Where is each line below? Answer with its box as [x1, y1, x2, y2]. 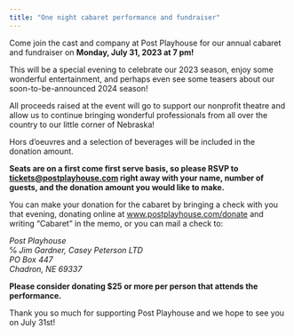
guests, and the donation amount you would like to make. [9, 181, 225, 192]
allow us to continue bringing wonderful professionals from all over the [9, 109, 268, 120]
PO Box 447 [9, 254, 53, 265]
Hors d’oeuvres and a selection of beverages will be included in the [9, 136, 256, 147]
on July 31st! [9, 316, 56, 327]
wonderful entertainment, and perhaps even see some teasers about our [9, 73, 275, 84]
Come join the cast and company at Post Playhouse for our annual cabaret [9, 37, 282, 48]
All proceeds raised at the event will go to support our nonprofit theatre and [9, 100, 286, 111]
